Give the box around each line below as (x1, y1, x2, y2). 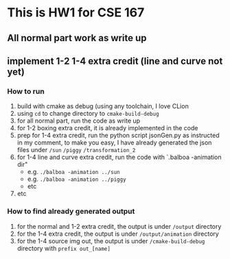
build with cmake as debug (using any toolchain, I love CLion (16, 102, 189, 110)
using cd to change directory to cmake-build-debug (16, 110, 159, 118)
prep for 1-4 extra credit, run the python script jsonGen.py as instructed (16, 132, 220, 140)
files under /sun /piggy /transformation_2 (16, 146, 136, 154)
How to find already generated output (7, 207, 135, 217)
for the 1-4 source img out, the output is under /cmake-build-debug (16, 236, 205, 245)
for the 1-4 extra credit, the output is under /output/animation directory (16, 230, 220, 238)
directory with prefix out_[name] (16, 244, 111, 252)
